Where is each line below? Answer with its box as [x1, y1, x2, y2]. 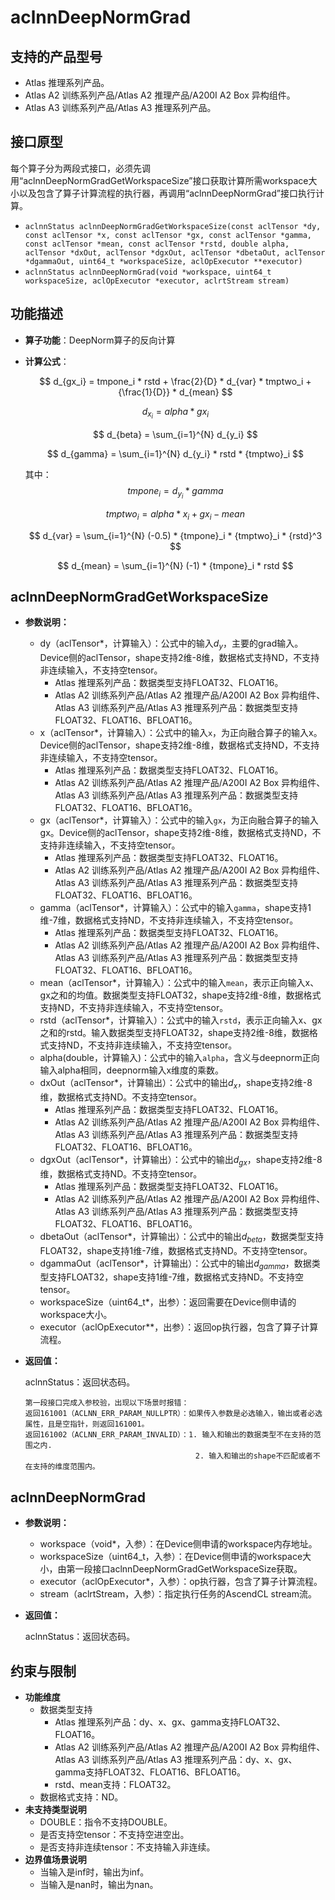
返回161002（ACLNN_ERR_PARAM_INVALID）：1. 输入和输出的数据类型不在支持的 [24, 1430, 314, 1440]
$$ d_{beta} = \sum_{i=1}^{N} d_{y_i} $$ [93, 428, 258, 440]
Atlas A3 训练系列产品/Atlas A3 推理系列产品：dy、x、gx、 [54, 1754, 298, 1766]
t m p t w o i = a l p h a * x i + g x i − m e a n [105, 507, 245, 522]
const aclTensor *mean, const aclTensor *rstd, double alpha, [24, 239, 290, 249]
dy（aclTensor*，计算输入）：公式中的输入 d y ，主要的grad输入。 [39, 637, 304, 652]
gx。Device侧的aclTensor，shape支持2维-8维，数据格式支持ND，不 [39, 827, 322, 839]
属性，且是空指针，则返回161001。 [24, 1419, 150, 1430]
